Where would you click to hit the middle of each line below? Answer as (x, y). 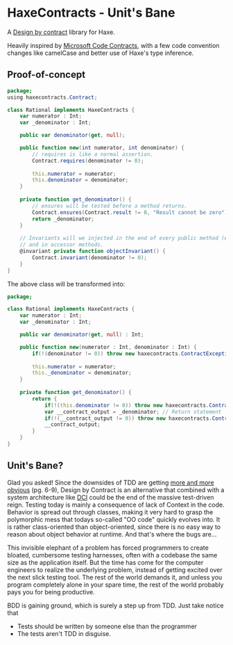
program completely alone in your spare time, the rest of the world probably (115, 585)
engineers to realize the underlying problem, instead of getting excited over (115, 570)
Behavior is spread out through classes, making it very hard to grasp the (110, 512)
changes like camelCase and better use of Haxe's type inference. (101, 53)
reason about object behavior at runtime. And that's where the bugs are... (112, 534)
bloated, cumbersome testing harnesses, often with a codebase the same (112, 555)
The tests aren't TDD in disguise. (64, 633)
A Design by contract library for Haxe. (61, 32)
